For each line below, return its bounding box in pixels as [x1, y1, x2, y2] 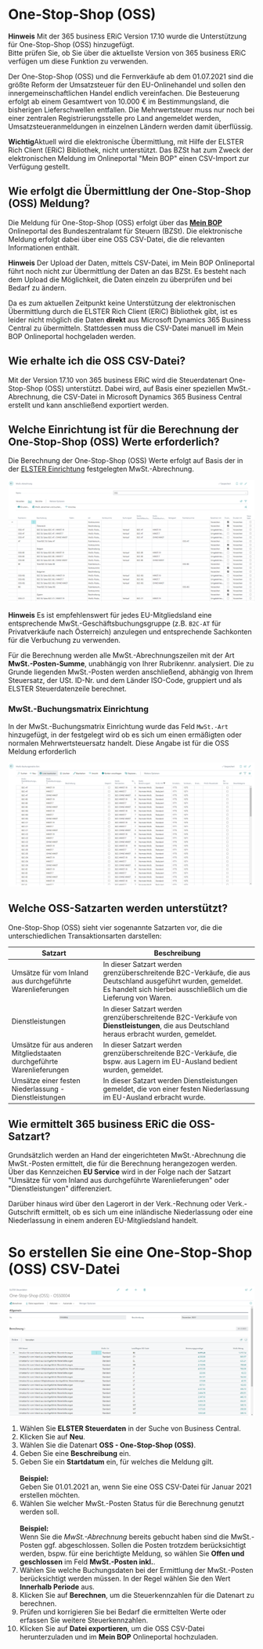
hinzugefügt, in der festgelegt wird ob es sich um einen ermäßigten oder [8, 730, 243, 739]
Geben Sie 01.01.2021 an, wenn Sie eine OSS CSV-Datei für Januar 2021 [19, 1482, 252, 1491]
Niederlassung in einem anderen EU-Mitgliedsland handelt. [8, 1216, 199, 1225]
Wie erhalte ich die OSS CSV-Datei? [8, 355, 186, 368]
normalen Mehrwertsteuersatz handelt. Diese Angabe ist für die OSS [8, 738, 229, 747]
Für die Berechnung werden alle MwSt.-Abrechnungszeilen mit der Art [8, 651, 235, 660]
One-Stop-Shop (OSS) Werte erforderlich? [8, 435, 220, 448]
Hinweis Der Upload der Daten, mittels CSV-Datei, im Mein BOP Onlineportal [8, 257, 255, 268]
